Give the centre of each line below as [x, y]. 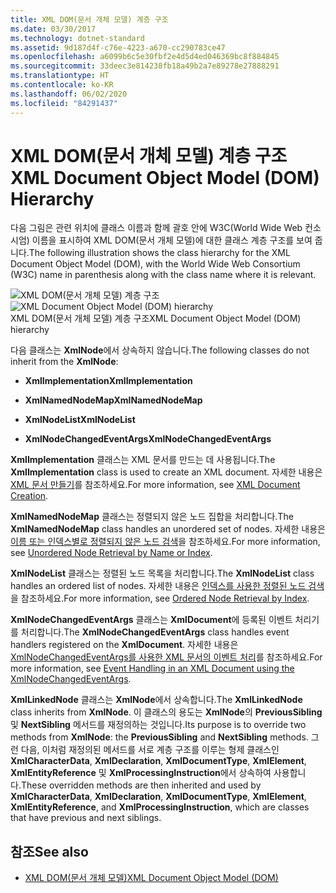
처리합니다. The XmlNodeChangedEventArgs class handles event [155, 632]
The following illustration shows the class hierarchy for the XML [159, 253]
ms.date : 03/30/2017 [53, 29]
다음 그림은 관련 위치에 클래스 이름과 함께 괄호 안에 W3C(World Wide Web [156, 228]
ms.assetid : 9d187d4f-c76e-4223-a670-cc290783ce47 [118, 47]
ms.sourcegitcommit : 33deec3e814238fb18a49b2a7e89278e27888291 [145, 66]
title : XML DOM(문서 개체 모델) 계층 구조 [89, 19]
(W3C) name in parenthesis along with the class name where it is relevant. [163, 275]
